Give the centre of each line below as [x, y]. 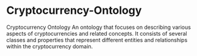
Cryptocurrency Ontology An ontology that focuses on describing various [99, 27]
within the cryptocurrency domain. [50, 46]
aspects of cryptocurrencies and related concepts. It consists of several [97, 33]
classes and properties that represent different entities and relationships [97, 40]
